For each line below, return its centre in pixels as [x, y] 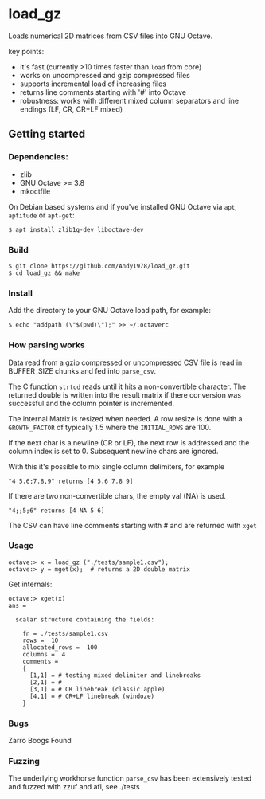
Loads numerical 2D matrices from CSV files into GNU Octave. [111, 36]
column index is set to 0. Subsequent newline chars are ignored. [113, 451]
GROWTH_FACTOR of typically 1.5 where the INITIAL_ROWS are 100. [110, 427]
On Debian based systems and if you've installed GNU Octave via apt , [123, 206]
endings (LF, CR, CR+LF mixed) [71, 109]
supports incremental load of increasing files [93, 84]
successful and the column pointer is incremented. [92, 403]
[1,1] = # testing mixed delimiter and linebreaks [115, 675]
